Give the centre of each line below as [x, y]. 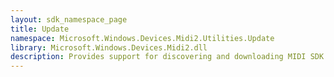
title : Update [40, 29]
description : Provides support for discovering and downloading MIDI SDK [167, 57]
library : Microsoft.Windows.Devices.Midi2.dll [109, 47]
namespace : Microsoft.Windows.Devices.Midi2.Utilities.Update [142, 38]
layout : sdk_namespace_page [69, 19]
